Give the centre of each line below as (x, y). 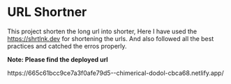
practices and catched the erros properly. (67, 46)
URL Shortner (47, 12)
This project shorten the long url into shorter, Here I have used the (102, 31)
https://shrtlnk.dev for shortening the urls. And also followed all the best (111, 38)
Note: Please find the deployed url (58, 59)
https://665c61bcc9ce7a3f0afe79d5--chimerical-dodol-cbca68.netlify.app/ (116, 73)
